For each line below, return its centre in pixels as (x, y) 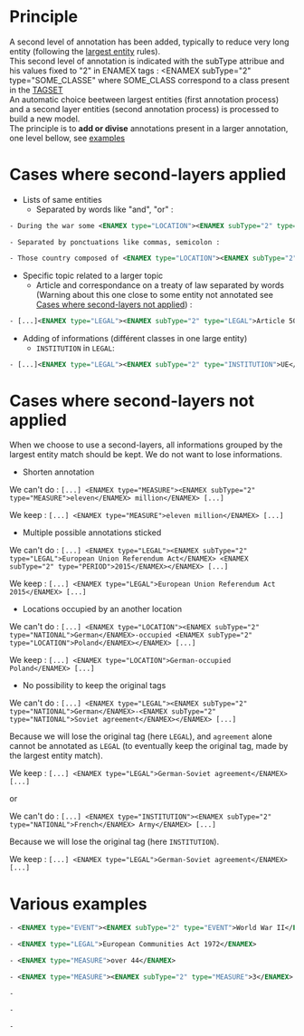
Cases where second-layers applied (148, 175)
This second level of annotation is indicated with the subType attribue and (147, 61)
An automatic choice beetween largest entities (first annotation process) (144, 99)
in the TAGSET (36, 90)
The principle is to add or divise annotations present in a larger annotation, (149, 128)
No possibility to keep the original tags (94, 686)
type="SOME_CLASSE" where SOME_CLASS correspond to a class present (149, 80)
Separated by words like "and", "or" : (104, 209)
